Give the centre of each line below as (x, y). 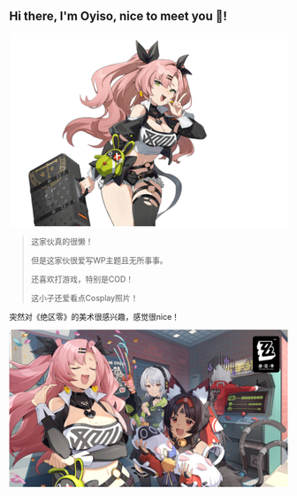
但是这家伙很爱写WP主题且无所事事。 (99, 260)
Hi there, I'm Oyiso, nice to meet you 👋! (118, 16)
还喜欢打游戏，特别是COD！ (82, 279)
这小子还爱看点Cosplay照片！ (84, 298)
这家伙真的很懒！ (62, 242)
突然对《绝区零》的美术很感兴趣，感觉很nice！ (94, 317)
